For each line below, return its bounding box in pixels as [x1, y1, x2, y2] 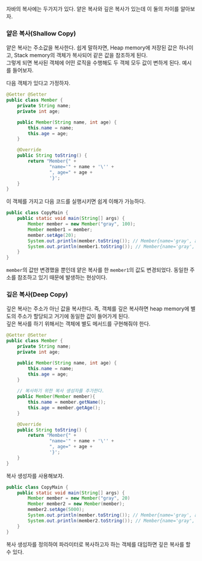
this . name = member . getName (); [28, 400, 106, 406]
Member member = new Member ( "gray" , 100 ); [28, 221, 136, 227]
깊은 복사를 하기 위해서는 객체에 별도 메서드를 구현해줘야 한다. [6, 320, 151, 327]
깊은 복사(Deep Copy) [6, 290, 68, 299]
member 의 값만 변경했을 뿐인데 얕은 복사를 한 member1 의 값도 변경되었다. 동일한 [6, 266, 189, 274]
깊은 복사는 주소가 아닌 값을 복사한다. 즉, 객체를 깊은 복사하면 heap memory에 [6, 305, 189, 312]
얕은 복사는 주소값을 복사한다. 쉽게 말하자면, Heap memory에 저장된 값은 [6, 44, 178, 51]
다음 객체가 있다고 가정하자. [6, 80, 71, 87]
